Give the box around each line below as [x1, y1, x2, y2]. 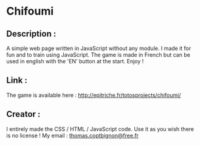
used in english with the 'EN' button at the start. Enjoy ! [6, 58, 144, 65]
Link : [6, 75, 27, 86]
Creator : [6, 109, 41, 119]
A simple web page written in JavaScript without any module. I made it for [6, 44, 191, 52]
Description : [6, 29, 57, 39]
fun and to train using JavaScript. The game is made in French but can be [6, 51, 190, 58]
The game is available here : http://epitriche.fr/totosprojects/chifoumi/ [6, 91, 181, 99]
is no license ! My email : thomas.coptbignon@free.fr [6, 132, 139, 139]
